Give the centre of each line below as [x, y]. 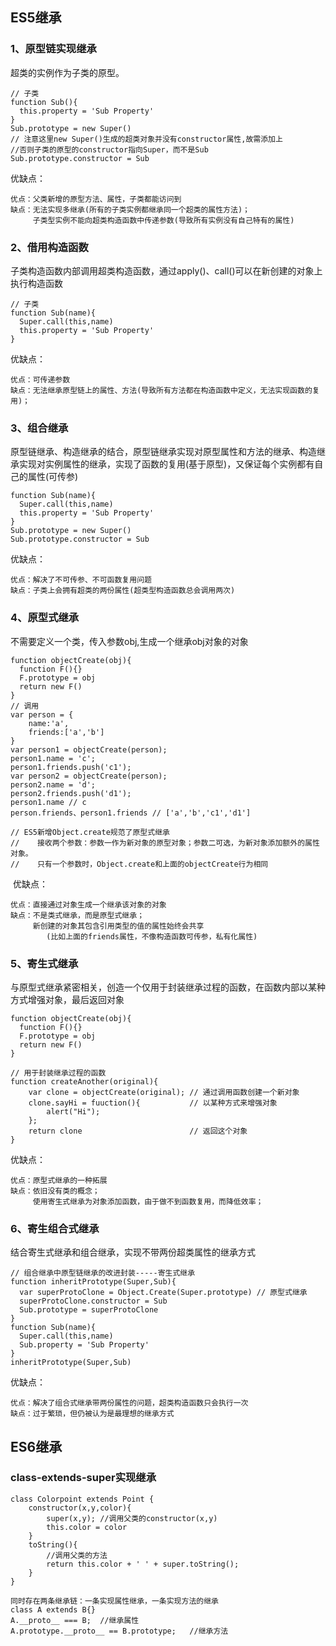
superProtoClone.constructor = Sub [93, 1301]
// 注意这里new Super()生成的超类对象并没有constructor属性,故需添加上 [146, 139]
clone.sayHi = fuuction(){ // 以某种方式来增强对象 [153, 1103]
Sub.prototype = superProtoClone [89, 1310]
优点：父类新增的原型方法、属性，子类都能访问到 [96, 199]
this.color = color [87, 1527]
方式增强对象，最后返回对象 [67, 999]
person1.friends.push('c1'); [71, 767]
